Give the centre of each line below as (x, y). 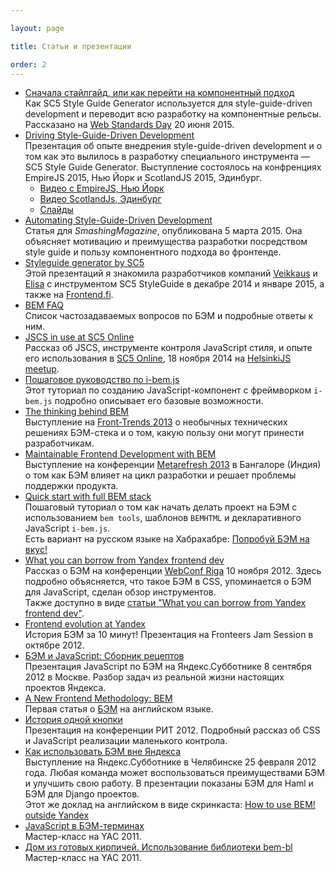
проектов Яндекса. (65, 688)
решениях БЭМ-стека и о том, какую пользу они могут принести (164, 433)
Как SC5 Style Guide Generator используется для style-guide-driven (168, 103)
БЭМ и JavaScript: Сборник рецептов (104, 656)
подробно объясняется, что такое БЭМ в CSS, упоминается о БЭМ (168, 582)
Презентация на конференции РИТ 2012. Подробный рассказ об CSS (172, 730)
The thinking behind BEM (77, 412)
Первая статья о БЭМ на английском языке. (119, 709)
